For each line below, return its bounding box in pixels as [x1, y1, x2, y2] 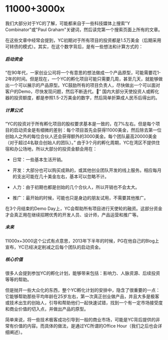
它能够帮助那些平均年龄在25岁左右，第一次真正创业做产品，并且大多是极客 [5, 293, 159, 299]
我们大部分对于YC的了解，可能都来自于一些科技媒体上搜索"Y [5, 20, 130, 26]
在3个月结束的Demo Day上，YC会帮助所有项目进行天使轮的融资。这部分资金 [5, 205, 162, 211]
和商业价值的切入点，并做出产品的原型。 [5, 306, 88, 312]
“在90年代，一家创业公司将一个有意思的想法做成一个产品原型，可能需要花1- [5, 69, 161, 75]
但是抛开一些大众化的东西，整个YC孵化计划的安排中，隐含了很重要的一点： [5, 287, 160, 293]
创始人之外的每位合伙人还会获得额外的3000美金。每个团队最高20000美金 [5, 133, 157, 139]
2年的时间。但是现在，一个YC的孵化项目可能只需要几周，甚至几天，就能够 [5, 76, 158, 82]
